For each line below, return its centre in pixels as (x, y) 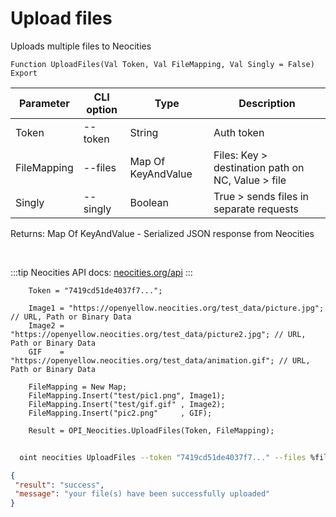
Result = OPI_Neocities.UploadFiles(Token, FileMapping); (151, 430)
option (102, 109)
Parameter (44, 103)
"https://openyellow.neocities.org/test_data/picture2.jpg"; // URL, (158, 334)
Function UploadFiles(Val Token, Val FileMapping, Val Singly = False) (162, 64)
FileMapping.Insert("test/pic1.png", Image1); (127, 395)
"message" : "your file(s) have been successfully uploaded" (142, 494)
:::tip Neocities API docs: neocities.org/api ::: (101, 272)
